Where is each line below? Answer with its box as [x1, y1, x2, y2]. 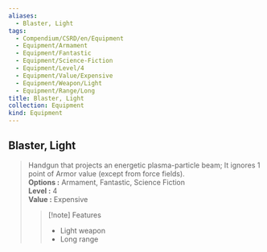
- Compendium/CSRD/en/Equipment [15, 34, 125, 43]
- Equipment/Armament [15, 42, 88, 50]
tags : [8, 27, 27, 35]
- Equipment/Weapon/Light [15, 79, 103, 87]
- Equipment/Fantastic [15, 49, 92, 57]
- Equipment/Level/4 [15, 64, 84, 72]
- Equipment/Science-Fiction [15, 57, 113, 65]
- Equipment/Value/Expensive [15, 72, 113, 80]
